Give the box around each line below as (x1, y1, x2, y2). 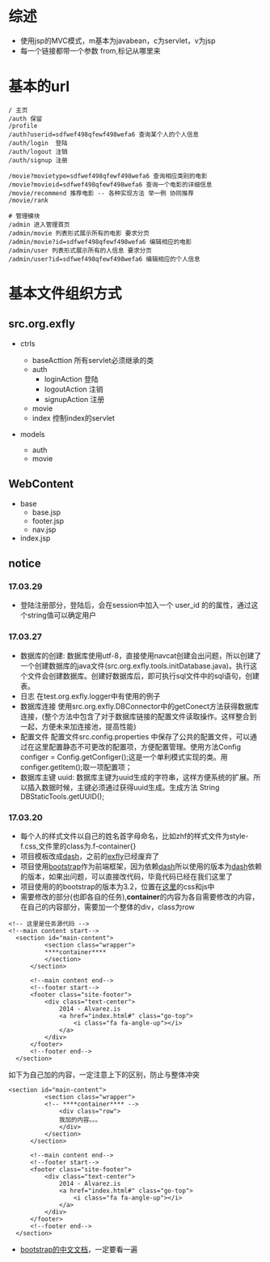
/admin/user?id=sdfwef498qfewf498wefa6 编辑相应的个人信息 (8, 255, 200, 263)
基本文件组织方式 (8, 284, 123, 303)
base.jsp (32, 507, 61, 517)
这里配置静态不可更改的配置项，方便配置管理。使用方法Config (34, 742, 241, 751)
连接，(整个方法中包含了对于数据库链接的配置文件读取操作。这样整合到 (19, 711, 257, 721)
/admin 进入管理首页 (8, 220, 70, 229)
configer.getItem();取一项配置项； (19, 762, 133, 772)
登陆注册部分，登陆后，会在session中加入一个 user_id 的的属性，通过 (19, 601, 251, 610)
